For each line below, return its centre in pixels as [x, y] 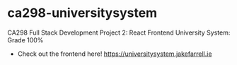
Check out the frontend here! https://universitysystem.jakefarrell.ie [115, 54]
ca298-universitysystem [82, 13]
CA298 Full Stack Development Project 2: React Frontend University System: [119, 32]
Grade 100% [25, 40]
